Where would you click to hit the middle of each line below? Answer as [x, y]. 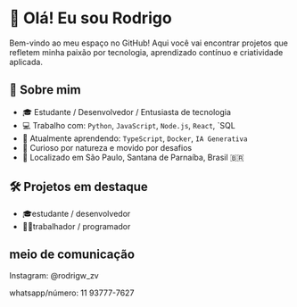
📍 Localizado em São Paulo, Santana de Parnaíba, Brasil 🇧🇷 [133, 157]
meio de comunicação [72, 254]
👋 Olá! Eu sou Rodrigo [91, 18]
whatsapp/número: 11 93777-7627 [72, 293]
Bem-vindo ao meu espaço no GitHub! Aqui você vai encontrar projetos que [148, 43]
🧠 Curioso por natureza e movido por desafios [107, 147]
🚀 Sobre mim [45, 90]
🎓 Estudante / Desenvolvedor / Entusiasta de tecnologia [127, 112]
